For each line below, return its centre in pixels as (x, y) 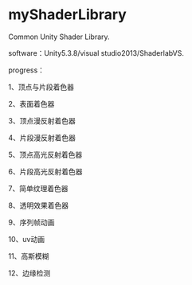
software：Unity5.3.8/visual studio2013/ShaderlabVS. (96, 53)
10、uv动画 (27, 239)
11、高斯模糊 (29, 256)
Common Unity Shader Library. (59, 37)
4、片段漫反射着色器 (42, 138)
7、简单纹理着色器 (38, 188)
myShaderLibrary (68, 15)
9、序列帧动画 (31, 222)
